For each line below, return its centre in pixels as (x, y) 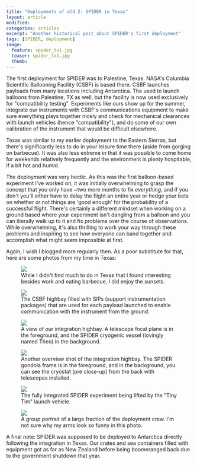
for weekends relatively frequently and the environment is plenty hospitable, (99, 159)
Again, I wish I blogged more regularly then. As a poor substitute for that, (95, 251)
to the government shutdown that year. (54, 456)
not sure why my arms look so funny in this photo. (82, 425)
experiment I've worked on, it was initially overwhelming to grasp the (90, 183)
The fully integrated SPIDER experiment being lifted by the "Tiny (99, 395)
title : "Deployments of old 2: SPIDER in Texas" (67, 12)
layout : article (26, 17)
